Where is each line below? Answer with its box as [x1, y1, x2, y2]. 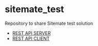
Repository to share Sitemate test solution [5, 20, 93, 26]
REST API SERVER [12, 30, 51, 36]
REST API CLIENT [12, 35, 50, 41]
